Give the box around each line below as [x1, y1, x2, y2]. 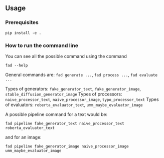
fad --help [5, 62, 28, 68]
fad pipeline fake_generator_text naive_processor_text [5, 121, 124, 126]
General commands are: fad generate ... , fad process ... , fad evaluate [5, 71, 158, 77]
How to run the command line [5, 42, 79, 49]
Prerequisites [5, 19, 39, 26]
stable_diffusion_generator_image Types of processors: [5, 91, 122, 97]
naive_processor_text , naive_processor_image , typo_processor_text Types [5, 96, 159, 102]
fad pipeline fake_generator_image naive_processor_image [5, 143, 129, 149]
